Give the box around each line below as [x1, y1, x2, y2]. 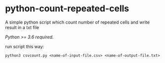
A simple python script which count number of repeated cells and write [5, 19, 150, 25]
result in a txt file [5, 24, 40, 30]
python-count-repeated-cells [5, 3, 129, 14]
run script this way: [5, 43, 44, 49]
